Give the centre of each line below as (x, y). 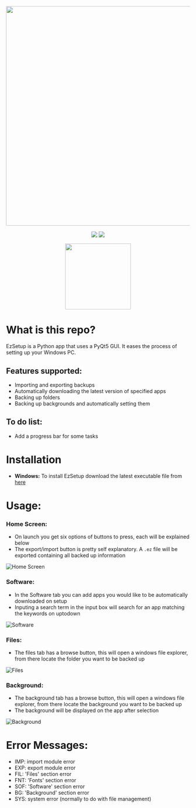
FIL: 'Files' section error (43, 774)
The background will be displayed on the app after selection (87, 710)
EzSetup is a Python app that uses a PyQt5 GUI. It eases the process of (92, 346)
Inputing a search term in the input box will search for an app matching (99, 607)
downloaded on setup (41, 601)
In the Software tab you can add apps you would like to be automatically (101, 594)
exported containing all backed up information (70, 555)
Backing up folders (37, 397)
